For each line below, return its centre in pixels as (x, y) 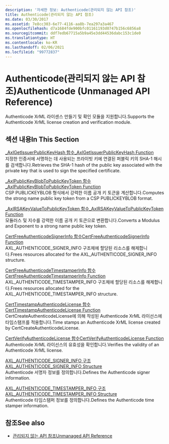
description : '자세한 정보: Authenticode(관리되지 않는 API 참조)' (71, 10)
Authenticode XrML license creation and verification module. (68, 122)
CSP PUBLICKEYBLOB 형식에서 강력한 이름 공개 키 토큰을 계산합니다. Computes (85, 193)
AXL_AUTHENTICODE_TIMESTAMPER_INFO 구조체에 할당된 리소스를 (75, 282)
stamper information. (27, 406)
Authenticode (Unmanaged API (83, 91)
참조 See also (25, 423)
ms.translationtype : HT (30, 38)
